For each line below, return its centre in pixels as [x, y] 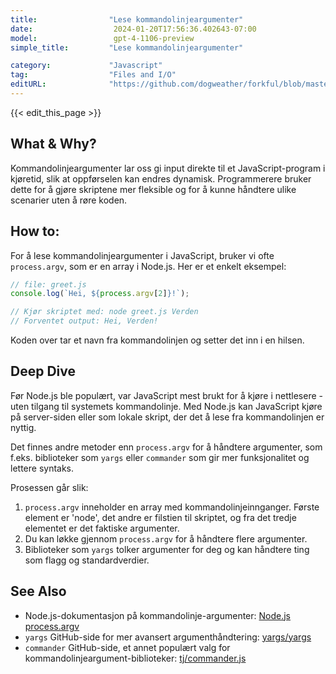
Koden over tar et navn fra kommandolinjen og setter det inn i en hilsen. [157, 340]
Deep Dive [43, 371]
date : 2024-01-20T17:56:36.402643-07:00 [133, 29]
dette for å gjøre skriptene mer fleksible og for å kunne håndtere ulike [153, 189]
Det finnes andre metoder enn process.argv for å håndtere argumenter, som [166, 447]
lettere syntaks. [42, 468]
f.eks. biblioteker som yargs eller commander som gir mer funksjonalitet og [160, 457]
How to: [35, 231]
